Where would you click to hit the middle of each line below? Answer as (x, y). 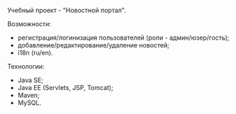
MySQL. (29, 103)
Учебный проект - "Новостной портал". (67, 10)
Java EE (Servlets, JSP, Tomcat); (65, 87)
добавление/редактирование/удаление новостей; (94, 45)
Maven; (29, 95)
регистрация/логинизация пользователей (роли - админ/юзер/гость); (123, 38)
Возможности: (29, 24)
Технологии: (26, 66)
